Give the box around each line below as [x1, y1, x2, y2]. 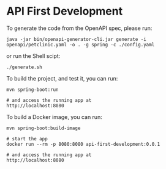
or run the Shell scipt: [6, 52, 61, 59]
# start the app [6, 135, 48, 142]
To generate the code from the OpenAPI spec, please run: [6, 24, 153, 32]
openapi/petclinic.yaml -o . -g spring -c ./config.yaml [6, 41, 155, 48]
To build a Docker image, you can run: [6, 113, 102, 120]
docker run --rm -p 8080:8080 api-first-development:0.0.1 [6, 141, 160, 147]
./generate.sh [6, 64, 43, 70]
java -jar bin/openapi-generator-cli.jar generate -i [6, 36, 147, 42]
